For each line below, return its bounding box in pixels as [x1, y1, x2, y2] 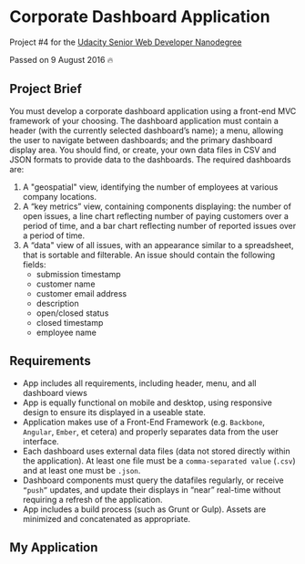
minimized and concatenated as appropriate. [22, 513, 191, 524]
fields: [22, 258, 46, 270]
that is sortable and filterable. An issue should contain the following [22, 249, 276, 260]
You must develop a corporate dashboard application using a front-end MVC [9, 105, 297, 116]
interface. [22, 435, 59, 446]
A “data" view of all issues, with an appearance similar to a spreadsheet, [22, 239, 294, 250]
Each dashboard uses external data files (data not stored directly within [22, 445, 291, 456]
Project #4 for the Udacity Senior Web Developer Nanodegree [9, 37, 242, 47]
